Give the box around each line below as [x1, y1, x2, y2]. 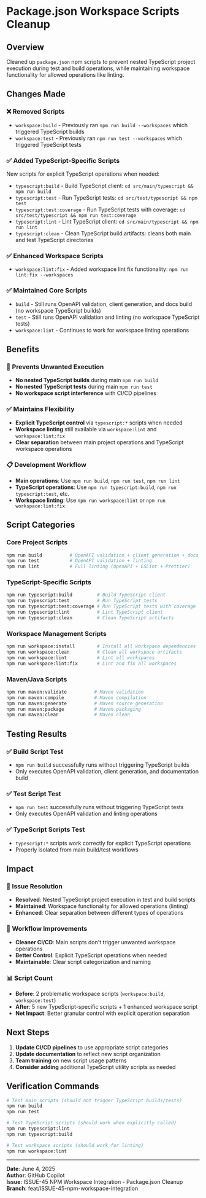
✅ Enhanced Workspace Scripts [6, 251, 104, 260]
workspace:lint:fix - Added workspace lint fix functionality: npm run [15, 265, 189, 273]
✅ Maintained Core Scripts [6, 286, 88, 295]
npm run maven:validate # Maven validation [6, 689, 144, 695]
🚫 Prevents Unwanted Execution [6, 362, 104, 371]
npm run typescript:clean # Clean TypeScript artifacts [6, 614, 174, 621]
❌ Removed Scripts [6, 108, 65, 116]
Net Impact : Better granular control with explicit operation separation [15, 1009, 190, 1017]
